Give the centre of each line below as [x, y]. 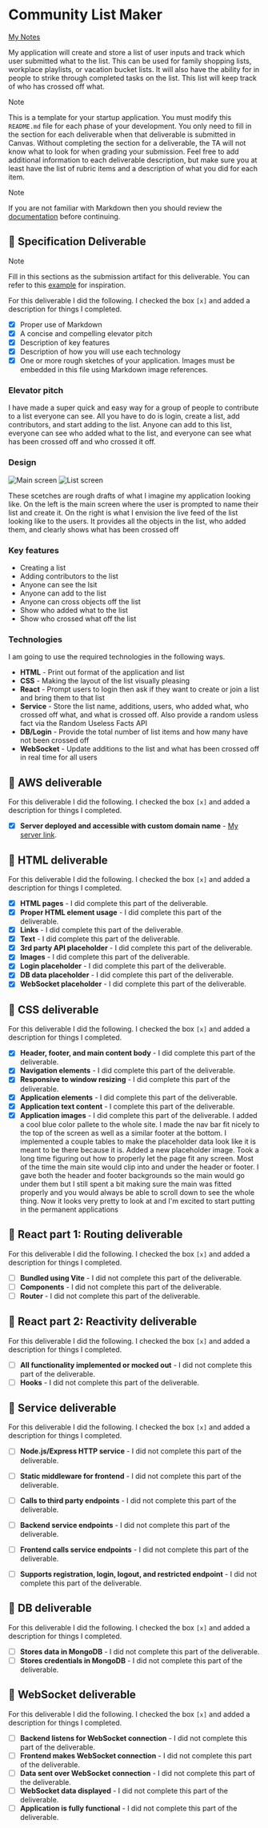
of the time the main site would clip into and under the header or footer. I [139, 1167]
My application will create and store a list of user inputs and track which [127, 52]
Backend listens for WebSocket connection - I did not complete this [134, 1738]
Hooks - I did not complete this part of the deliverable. [110, 1382]
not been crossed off [54, 740]
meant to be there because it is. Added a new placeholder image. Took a [140, 1149]
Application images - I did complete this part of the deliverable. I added [138, 1115]
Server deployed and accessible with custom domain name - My [129, 826]
